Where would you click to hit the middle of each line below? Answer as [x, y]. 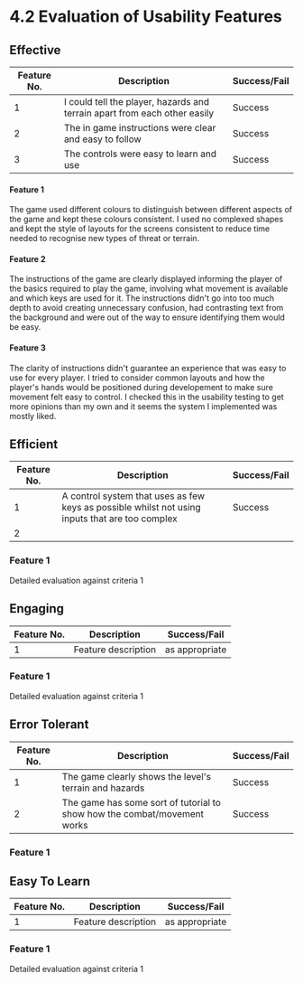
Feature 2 [28, 258]
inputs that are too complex [119, 519]
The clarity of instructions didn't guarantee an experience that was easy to [148, 368]
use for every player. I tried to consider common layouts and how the [137, 378]
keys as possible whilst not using [131, 508]
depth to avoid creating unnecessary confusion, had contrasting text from [147, 308]
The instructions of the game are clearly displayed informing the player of [146, 279]
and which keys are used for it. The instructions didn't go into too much [142, 298]
